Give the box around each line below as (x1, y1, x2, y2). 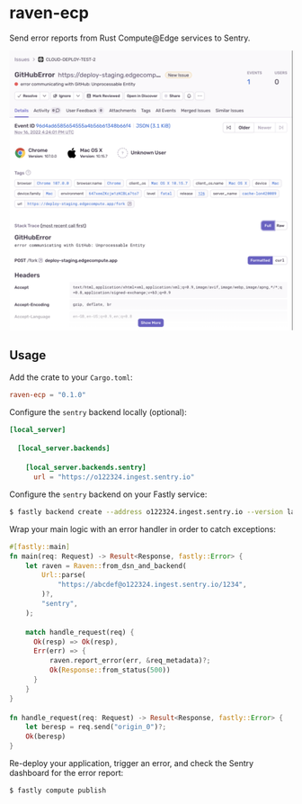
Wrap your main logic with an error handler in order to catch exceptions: (9, 523, 276, 534)
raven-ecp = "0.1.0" (9, 390, 87, 399)
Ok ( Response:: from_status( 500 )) (49, 665, 171, 675)
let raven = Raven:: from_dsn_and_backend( (25, 561, 187, 570)
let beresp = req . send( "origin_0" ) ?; (25, 723, 167, 732)
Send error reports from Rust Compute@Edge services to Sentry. (9, 32, 251, 43)
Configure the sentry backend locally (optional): (9, 406, 187, 417)
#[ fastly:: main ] (9, 542, 70, 551)
